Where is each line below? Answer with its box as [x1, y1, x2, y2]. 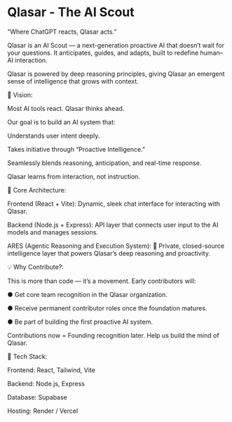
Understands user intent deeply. [7, 131, 100, 140]
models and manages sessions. [7, 228, 98, 236]
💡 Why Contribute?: [7, 263, 64, 271]
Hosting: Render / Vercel [7, 407, 79, 415]
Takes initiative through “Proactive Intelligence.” [7, 145, 146, 153]
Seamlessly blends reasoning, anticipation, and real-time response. [7, 159, 202, 167]
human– [200, 48, 224, 57]
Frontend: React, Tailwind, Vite [7, 366, 96, 374]
